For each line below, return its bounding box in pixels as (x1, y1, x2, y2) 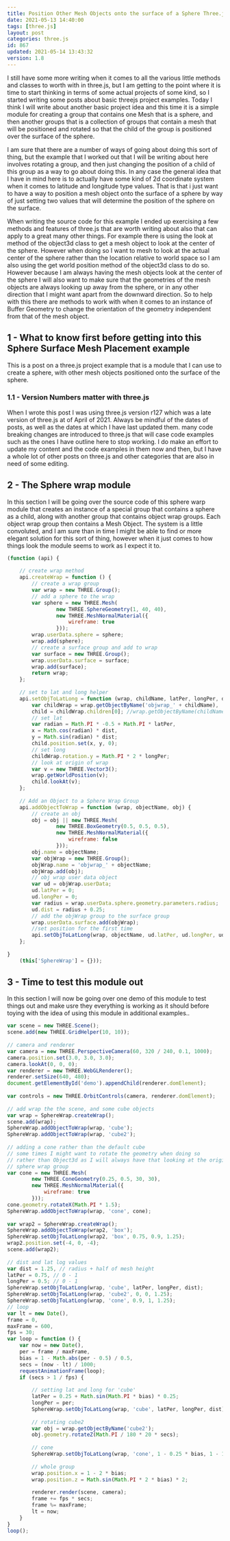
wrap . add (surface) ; (31, 663, 88, 670)
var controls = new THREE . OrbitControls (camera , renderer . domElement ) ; (7, 1093, 216, 1100)
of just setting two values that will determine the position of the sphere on (7, 197, 215, 205)
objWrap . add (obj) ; (31, 867, 84, 875)
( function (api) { (7, 555, 60, 562)
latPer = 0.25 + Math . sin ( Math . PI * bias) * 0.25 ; (31, 1393, 179, 1400)
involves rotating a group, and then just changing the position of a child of (7, 159, 216, 168)
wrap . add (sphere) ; (31, 638, 84, 645)
